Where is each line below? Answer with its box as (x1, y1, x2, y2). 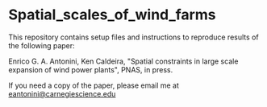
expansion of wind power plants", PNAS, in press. (8, 64, 173, 74)
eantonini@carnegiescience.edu (8, 88, 116, 98)
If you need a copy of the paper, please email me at (8, 80, 180, 90)
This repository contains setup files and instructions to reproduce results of (8, 32, 260, 42)
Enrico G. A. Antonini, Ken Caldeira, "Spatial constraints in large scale (8, 56, 239, 66)
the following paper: (8, 40, 75, 50)
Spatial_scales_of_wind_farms (8, 6, 216, 24)
